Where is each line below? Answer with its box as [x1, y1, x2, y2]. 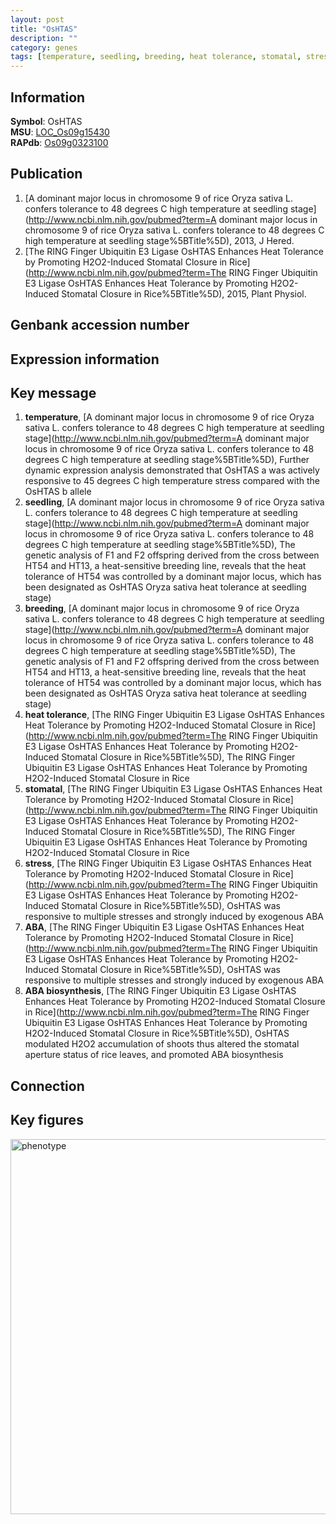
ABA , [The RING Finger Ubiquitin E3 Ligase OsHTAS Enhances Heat [24, 921, 305, 933]
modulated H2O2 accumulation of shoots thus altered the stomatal [24, 1038, 300, 1050]
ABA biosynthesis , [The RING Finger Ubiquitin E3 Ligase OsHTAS [24, 985, 297, 997]
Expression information [10, 351, 160, 368]
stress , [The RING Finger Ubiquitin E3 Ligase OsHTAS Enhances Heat [24, 857, 312, 870]
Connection [10, 1077, 85, 1095]
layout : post [10, 14, 65, 25]
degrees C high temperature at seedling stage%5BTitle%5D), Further [24, 454, 310, 466]
